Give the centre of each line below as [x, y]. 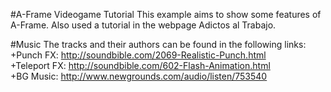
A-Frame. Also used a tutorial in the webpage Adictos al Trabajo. [143, 25]
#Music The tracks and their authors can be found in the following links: [158, 44]
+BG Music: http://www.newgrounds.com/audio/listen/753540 [139, 76]
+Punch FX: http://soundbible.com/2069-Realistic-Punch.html [138, 55]
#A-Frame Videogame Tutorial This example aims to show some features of [166, 14]
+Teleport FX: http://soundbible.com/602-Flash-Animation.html [140, 65]
